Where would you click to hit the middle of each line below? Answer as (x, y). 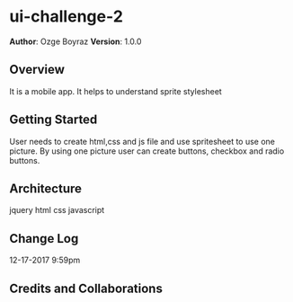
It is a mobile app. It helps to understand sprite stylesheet (115, 91)
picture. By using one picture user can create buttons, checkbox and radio (147, 151)
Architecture (46, 188)
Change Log (44, 239)
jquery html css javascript (57, 210)
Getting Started (53, 120)
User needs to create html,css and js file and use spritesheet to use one (142, 141)
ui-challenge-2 (67, 17)
